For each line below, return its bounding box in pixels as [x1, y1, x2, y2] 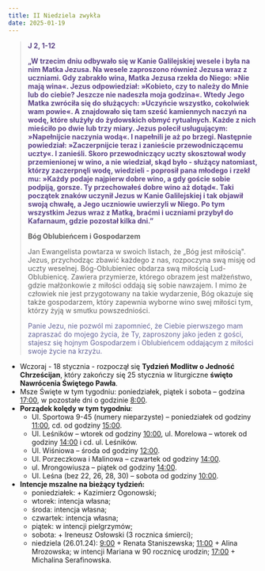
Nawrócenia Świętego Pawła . [19, 378, 119, 388]
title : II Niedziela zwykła [8, 11, 101, 20]
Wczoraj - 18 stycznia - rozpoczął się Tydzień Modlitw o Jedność [19, 361, 235, 371]
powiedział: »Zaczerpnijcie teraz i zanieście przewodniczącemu [27, 140, 244, 150]
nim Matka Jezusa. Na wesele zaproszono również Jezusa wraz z [27, 64, 248, 74]
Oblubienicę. [27, 272, 70, 281]
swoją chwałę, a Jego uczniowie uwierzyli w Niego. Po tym [27, 199, 225, 208]
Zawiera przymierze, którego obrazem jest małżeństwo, [70, 272, 252, 281]
